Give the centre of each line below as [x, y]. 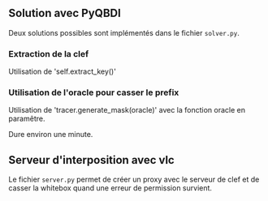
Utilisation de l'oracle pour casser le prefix [94, 92]
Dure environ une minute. [51, 135]
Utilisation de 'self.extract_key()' [62, 71]
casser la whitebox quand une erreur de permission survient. [110, 188]
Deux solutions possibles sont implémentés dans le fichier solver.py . [124, 32]
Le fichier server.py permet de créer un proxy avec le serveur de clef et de [134, 180]
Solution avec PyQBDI [65, 13]
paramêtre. [27, 119]
